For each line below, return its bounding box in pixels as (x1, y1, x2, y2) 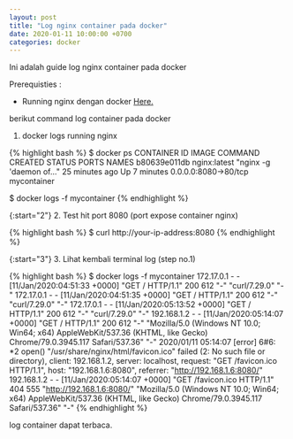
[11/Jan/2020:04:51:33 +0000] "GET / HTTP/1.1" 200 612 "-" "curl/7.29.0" (9, 281, 275, 291)
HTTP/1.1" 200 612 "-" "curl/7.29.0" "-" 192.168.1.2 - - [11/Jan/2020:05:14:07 (9, 309, 284, 320)
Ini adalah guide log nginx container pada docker (9, 62, 187, 73)
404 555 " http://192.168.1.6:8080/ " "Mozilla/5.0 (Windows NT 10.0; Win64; (9, 384, 280, 395)
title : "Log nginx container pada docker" (9, 21, 168, 30)
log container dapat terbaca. (9, 420, 113, 430)
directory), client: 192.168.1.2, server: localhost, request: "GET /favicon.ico (9, 356, 278, 366)
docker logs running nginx (21, 130, 117, 142)
